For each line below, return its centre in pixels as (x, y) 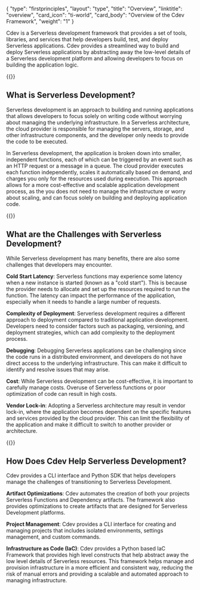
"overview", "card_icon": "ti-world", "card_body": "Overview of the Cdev (96, 15)
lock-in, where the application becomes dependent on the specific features (99, 412)
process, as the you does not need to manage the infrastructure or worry (96, 191)
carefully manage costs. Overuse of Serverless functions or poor (86, 387)
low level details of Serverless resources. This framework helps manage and (100, 561)
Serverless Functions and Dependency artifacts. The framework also (91, 500)
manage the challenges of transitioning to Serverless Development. (89, 482)
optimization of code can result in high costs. (62, 394)
